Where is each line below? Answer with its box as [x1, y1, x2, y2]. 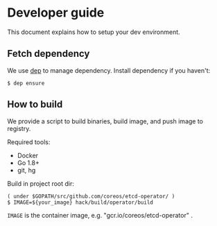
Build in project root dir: [7, 179, 75, 188]
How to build [7, 98, 63, 110]
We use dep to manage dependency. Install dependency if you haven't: [7, 66, 211, 74]
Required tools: [7, 137, 51, 146]
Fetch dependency [7, 48, 90, 60]
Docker [17, 151, 39, 159]
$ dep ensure [7, 80, 45, 87]
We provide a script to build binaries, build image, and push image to [7, 116, 203, 125]
